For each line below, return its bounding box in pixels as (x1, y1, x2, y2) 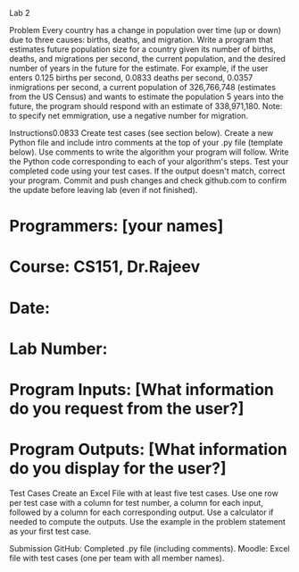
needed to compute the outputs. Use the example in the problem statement (9, 516, 286, 526)
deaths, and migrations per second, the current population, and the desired (9, 54, 286, 63)
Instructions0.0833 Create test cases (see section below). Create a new (9, 128, 274, 138)
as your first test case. (9, 526, 92, 536)
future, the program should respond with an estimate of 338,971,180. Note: (9, 101, 283, 111)
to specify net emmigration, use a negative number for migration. (9, 111, 248, 121)
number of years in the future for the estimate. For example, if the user (9, 63, 269, 73)
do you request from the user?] (9, 398, 245, 418)
